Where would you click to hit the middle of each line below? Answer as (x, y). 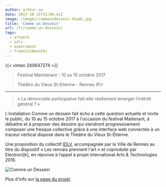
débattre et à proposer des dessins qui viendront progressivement (73, 124)
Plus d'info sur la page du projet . (38, 179)
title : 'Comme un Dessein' (33, 23)
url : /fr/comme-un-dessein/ (34, 28)
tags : (11, 33)
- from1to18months (29, 51)
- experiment (23, 47)
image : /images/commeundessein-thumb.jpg (48, 19)
